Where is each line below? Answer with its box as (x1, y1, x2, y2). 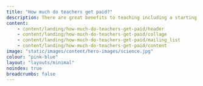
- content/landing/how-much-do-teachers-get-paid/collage (17, 31, 167, 38)
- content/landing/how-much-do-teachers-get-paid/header (17, 25, 165, 32)
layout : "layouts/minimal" (6, 59, 75, 65)
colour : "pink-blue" (6, 54, 59, 60)
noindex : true (6, 65, 43, 71)
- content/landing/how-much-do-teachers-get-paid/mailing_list (17, 37, 181, 43)
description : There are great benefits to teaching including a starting (6, 15, 198, 21)
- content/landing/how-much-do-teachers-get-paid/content (17, 43, 167, 49)
